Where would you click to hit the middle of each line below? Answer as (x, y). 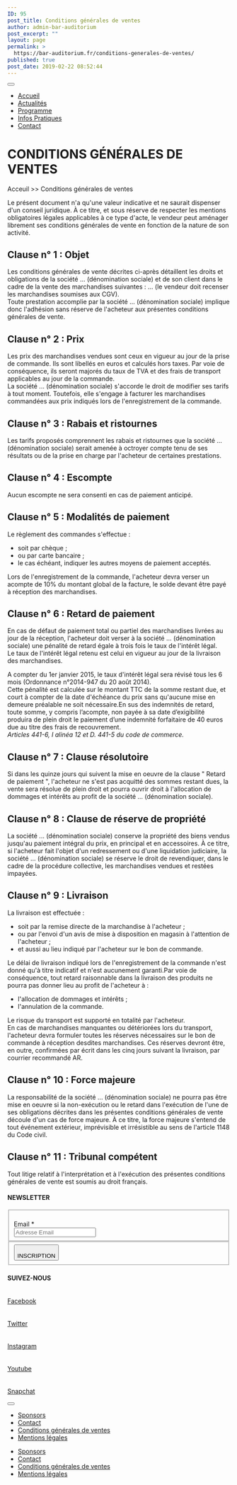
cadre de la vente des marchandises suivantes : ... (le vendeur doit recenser (118, 287)
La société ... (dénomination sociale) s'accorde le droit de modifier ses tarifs (118, 386)
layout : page (27, 40)
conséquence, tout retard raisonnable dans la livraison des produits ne (110, 978)
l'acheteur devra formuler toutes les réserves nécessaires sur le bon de (111, 1035)
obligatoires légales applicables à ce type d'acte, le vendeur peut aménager (118, 217)
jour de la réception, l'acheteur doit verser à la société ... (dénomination (111, 638)
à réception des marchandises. (52, 591)
